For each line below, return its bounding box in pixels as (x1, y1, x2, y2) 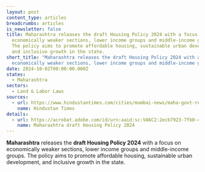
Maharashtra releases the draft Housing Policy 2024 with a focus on (6, 139, 181, 146)
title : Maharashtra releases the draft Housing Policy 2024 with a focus (6, 32, 198, 38)
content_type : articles (6, 15, 67, 21)
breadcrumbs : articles (6, 20, 64, 26)
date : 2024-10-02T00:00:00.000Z (6, 65, 88, 72)
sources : (6, 94, 29, 100)
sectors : (6, 83, 29, 89)
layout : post (6, 9, 40, 15)
